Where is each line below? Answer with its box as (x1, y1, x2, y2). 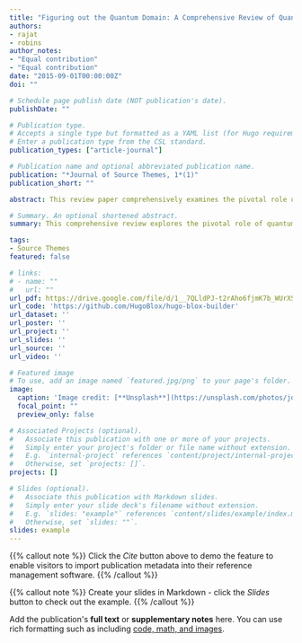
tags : (9, 235, 30, 245)
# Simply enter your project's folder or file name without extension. (9, 443, 292, 452)
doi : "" (9, 80, 39, 89)
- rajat (9, 30, 39, 39)
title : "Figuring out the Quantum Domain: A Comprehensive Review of (9, 13, 276, 22)
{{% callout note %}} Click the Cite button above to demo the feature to (9, 551, 274, 561)
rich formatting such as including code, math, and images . (9, 623, 225, 634)
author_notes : (9, 47, 63, 56)
